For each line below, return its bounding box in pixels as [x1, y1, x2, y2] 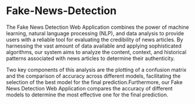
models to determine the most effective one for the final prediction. [6, 91, 169, 98]
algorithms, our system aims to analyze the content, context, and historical [6, 48, 187, 55]
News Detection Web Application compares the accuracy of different [6, 85, 173, 92]
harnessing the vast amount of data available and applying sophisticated [6, 42, 182, 49]
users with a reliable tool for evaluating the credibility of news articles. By [6, 36, 183, 43]
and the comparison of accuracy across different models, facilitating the [6, 72, 181, 79]
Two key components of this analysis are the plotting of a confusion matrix [6, 66, 187, 73]
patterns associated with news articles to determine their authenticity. [6, 55, 175, 62]
